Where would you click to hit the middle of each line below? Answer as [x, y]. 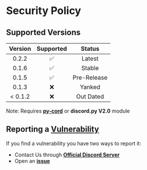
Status [90, 49]
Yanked [90, 87]
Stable [90, 68]
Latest [90, 58]
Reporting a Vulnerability [52, 129]
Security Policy [44, 11]
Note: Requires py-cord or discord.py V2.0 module [68, 111]
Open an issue [32, 161]
